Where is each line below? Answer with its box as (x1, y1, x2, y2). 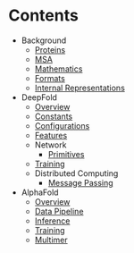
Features (34, 130, 68, 140)
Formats (34, 72, 66, 83)
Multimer (34, 234, 68, 245)
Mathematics (34, 63, 83, 74)
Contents (8, 5, 80, 26)
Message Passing (47, 177, 113, 188)
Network (34, 139, 67, 150)
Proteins (34, 44, 66, 55)
